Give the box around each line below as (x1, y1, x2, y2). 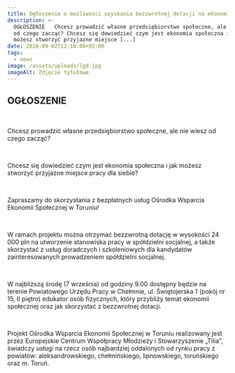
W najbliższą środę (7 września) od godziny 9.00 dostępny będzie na (7, 280, 207, 288)
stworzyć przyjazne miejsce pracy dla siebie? (7, 169, 138, 177)
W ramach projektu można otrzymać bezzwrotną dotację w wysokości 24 (7, 230, 220, 239)
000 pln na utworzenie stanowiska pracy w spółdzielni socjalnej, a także (7, 238, 215, 246)
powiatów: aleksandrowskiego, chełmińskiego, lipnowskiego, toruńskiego (7, 351, 219, 360)
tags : (7, 50, 23, 57)
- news (13, 56, 33, 63)
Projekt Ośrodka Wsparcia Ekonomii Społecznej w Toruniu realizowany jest (7, 330, 222, 338)
